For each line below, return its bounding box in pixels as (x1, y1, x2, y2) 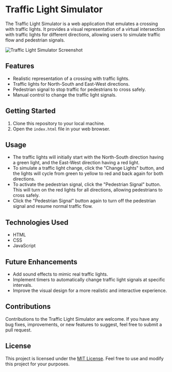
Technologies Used (5, 218, 68, 227)
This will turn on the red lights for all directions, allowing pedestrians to (12, 187, 163, 193)
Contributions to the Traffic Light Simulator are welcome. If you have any (5, 316, 159, 322)
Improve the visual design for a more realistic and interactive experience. (12, 287, 167, 293)
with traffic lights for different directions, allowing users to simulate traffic (5, 31, 161, 37)
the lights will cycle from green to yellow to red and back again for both (12, 170, 163, 177)
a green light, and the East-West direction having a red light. (12, 160, 140, 166)
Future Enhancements (5, 258, 78, 266)
